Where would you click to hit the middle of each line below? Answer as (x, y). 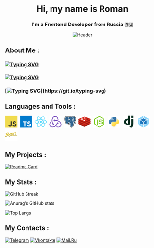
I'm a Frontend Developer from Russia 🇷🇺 (82, 25)
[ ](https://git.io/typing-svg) (56, 91)
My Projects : (26, 155)
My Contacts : (27, 228)
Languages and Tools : (40, 107)
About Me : (22, 50)
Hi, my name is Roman (82, 9)
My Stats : (21, 182)
